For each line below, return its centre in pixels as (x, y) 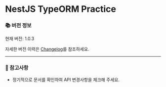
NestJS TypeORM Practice (61, 9)
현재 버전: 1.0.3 (20, 39)
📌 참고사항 (17, 68)
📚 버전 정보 (19, 26)
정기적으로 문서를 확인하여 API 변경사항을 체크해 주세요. (66, 80)
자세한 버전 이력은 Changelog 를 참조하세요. (47, 49)
